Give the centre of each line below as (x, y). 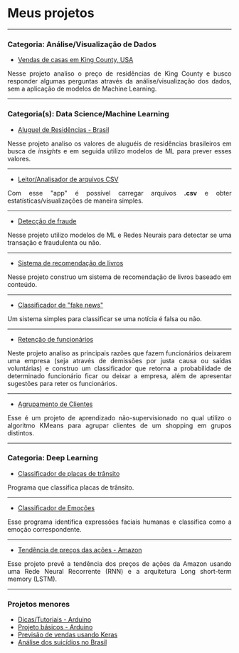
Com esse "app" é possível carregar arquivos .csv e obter (119, 193)
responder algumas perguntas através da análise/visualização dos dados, (119, 81)
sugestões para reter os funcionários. (62, 383)
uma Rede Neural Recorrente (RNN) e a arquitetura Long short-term (119, 571)
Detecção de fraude (47, 221)
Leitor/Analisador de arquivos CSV (68, 179)
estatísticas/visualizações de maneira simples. (75, 201)
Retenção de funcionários (55, 339)
